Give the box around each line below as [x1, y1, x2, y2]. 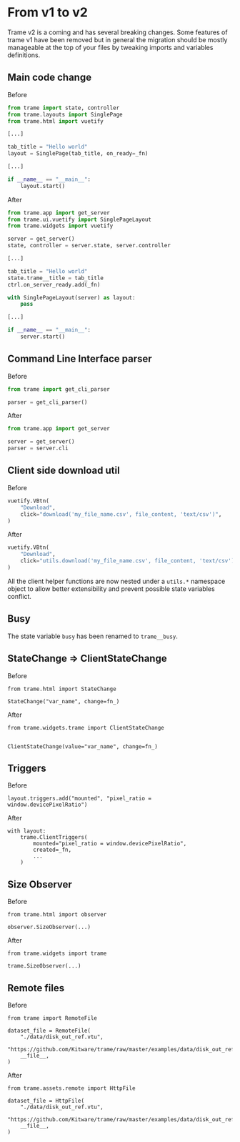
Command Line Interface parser [7, 353, 152, 365]
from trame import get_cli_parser [7, 385, 111, 393]
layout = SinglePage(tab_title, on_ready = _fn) [7, 150, 149, 157]
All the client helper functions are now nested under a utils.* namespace [7, 577, 226, 585]
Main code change [7, 71, 91, 84]
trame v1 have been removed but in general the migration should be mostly [7, 35, 228, 44]
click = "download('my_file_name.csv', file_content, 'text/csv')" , [20, 510, 222, 518]
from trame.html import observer [7, 911, 107, 918]
